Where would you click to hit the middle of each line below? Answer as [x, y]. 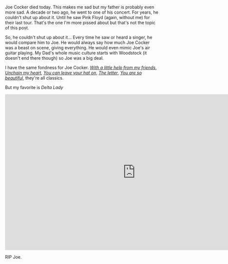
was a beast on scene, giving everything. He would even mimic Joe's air [77, 48]
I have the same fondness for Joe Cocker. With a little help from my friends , [81, 67]
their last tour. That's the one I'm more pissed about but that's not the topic [80, 22]
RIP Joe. [13, 257]
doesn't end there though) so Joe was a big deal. [54, 58]
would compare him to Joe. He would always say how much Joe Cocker [77, 43]
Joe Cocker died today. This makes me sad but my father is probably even [80, 7]
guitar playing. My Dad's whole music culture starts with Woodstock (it [76, 53]
